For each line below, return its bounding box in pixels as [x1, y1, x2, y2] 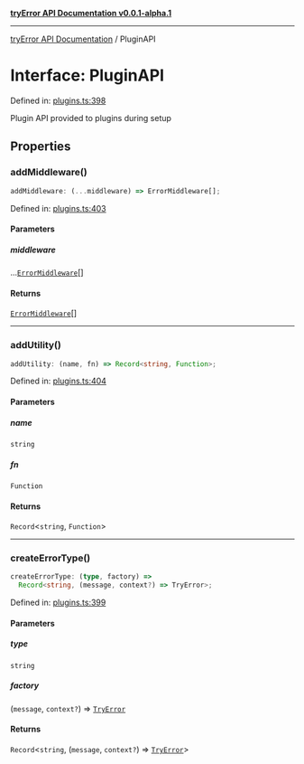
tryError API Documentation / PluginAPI [10, 33, 156, 44]
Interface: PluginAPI [10, 65, 165, 86]
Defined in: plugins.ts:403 [10, 203, 106, 213]
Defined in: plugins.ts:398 [10, 95, 106, 106]
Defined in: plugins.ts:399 [10, 597, 106, 608]
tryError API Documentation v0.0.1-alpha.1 [10, 8, 172, 18]
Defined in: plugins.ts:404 [10, 375, 107, 387]
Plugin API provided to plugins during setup [10, 112, 172, 123]
